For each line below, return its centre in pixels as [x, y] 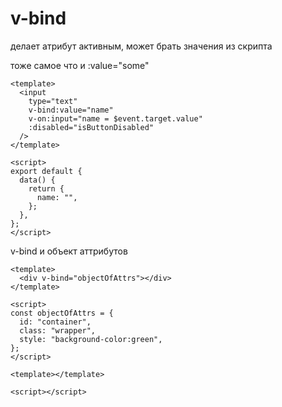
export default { [46, 171]
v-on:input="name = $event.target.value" [115, 118]
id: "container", [55, 322]
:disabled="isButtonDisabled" [91, 127]
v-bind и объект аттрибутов [69, 251]
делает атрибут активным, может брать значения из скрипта [141, 46]
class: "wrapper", [58, 330]
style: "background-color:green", [91, 339]
